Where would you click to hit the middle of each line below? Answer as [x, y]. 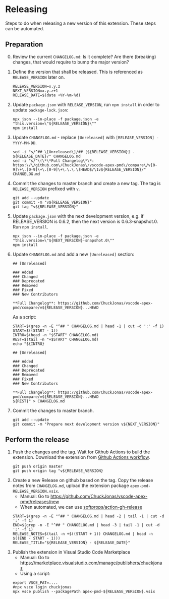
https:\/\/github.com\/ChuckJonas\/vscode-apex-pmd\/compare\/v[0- [85, 165]
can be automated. [25, 28]
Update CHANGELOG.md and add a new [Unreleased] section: [73, 254]
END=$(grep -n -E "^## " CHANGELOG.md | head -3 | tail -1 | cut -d [86, 525]
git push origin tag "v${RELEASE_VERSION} [58, 471]
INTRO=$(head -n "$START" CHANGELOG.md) [55, 335]
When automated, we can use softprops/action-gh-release [81, 507]
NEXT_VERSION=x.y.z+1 [35, 91]
